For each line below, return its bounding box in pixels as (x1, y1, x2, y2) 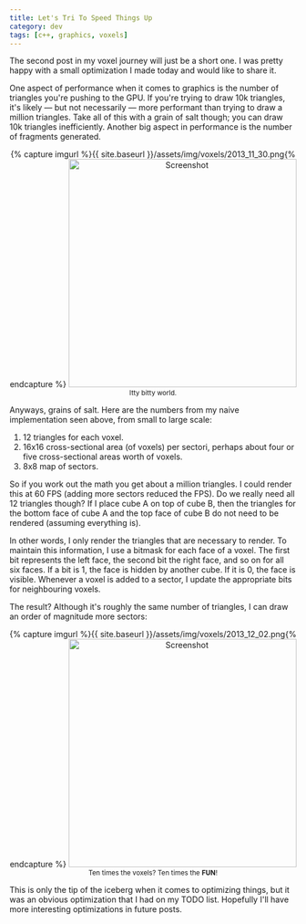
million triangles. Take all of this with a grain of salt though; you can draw (9, 111, 284, 123)
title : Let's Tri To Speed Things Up (9, 13, 153, 23)
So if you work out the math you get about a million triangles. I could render (9, 478, 292, 489)
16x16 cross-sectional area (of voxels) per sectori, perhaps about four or (22, 442, 294, 453)
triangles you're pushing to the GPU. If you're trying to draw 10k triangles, (9, 92, 286, 103)
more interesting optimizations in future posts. (9, 904, 182, 915)
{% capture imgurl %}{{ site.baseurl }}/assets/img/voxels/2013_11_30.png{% (10, 149, 296, 160)
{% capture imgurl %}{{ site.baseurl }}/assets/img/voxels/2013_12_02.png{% (9, 629, 297, 640)
